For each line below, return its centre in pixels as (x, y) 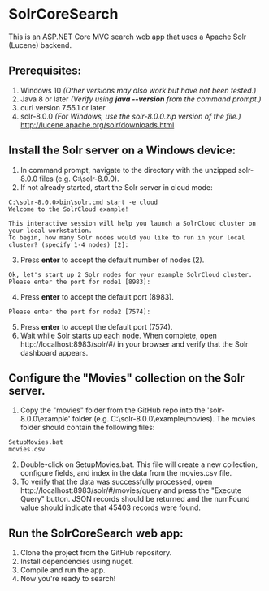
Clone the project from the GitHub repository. (96, 553)
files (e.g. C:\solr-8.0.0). (79, 179)
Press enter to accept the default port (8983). (97, 296)
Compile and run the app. (63, 570)
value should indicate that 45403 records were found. (111, 507)
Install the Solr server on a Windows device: (122, 151)
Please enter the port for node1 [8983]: (80, 282)
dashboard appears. (54, 352)
